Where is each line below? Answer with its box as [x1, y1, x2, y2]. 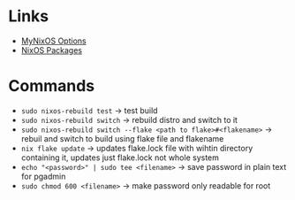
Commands [8, 76, 95, 96]
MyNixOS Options [20, 35, 87, 46]
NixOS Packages [20, 44, 83, 55]
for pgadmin [20, 171, 66, 181]
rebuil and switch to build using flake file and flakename [20, 133, 224, 143]
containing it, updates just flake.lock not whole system [20, 152, 220, 163]
